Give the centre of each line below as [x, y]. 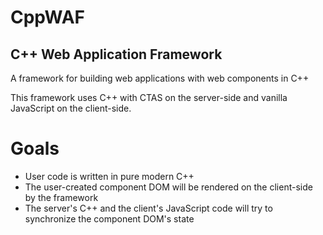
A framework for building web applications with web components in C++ [160, 78]
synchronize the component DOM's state [109, 218]
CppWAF [47, 17]
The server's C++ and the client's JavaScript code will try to [148, 208]
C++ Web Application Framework [116, 54]
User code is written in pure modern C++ [109, 176]
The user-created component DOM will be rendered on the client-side [168, 187]
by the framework [61, 197]
